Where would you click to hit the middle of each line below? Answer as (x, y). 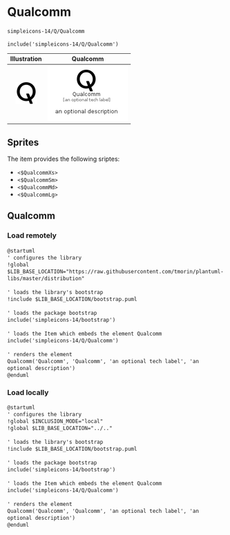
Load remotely (32, 235)
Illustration (26, 59)
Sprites (23, 142)
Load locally (28, 392)
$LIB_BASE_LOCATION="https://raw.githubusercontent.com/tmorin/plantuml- (116, 271)
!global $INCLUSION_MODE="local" (55, 421)
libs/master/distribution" (46, 278)
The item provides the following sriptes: (64, 159)
